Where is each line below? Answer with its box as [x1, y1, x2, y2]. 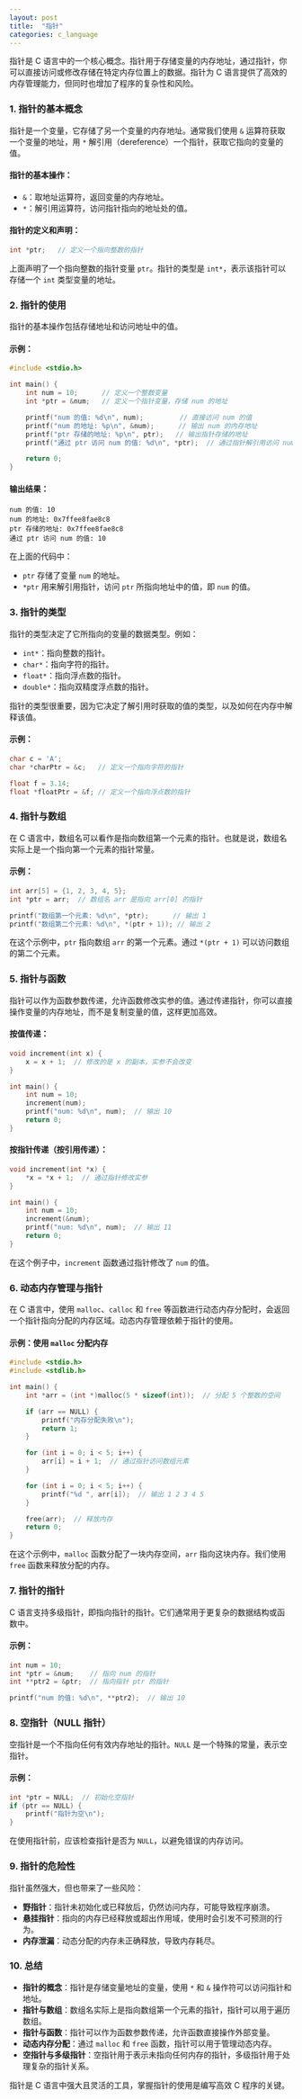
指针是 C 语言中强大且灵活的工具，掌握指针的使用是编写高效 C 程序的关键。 [9, 2079, 290, 2090]
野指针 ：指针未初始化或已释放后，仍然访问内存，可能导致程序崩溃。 [22, 1901, 275, 1912]
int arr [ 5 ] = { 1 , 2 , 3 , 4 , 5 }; [9, 886, 127, 895]
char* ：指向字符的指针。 [22, 659, 114, 669]
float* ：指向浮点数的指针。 [22, 669, 126, 680]
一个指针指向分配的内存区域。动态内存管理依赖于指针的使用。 [9, 1315, 238, 1326]
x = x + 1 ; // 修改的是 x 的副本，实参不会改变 [25, 1057, 192, 1066]
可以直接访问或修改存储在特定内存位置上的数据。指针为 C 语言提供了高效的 [9, 67, 288, 77]
